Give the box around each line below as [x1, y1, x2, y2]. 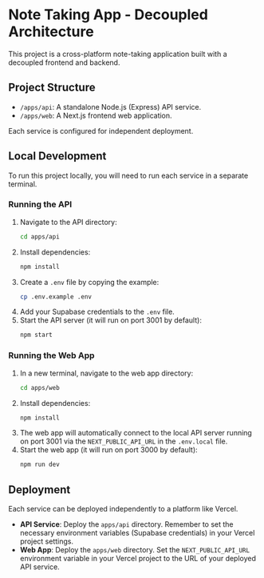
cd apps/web [19, 383, 60, 391]
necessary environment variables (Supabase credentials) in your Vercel [19, 528, 255, 538]
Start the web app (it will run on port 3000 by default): [19, 445, 198, 455]
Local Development [8, 150, 107, 163]
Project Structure [8, 81, 96, 94]
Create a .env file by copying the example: [19, 277, 160, 287]
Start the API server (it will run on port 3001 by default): [19, 315, 202, 325]
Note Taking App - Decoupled [8, 6, 209, 24]
